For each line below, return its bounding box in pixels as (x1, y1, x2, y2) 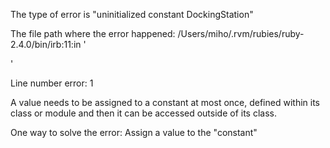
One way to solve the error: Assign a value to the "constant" (10, 127, 258, 138)
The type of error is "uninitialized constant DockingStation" (10, 9, 254, 20)
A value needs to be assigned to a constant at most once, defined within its (10, 97, 320, 108)
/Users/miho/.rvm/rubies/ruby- (177, 28, 305, 39)
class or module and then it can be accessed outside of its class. (10, 107, 278, 119)
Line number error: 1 (10, 77, 94, 89)
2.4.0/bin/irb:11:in (10, 39, 82, 50)
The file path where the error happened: (10, 28, 176, 39)
